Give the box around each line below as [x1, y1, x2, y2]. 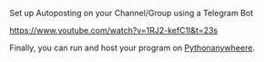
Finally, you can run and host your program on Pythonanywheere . [9, 42, 255, 53]
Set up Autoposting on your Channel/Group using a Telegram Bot [9, 8, 253, 18]
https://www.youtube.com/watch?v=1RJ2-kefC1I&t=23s [9, 25, 218, 35]
